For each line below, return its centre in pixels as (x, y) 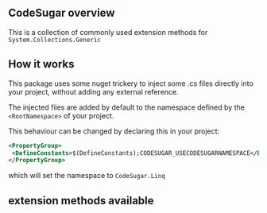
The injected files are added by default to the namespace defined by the (126, 107)
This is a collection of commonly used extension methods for (108, 32)
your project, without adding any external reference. (93, 91)
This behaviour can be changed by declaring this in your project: (114, 131)
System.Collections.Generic (55, 40)
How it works (41, 64)
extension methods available (81, 201)
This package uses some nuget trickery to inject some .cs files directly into (131, 83)
